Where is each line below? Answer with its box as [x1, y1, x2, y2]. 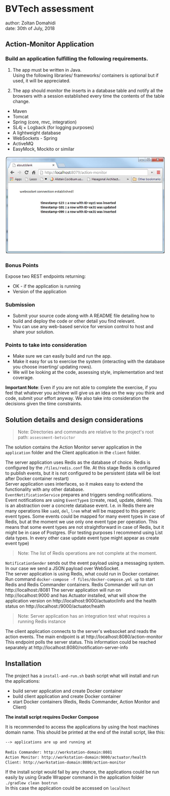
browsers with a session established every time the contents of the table [12, 92, 165, 99]
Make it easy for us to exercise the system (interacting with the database [12, 359, 165, 365]
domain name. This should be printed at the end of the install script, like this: [5, 729, 165, 736]
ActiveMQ [12, 140, 34, 146]
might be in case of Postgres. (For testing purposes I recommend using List [5, 529, 163, 536]
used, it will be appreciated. [12, 77, 71, 84]
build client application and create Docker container [12, 693, 121, 699]
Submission [5, 301, 36, 308]
